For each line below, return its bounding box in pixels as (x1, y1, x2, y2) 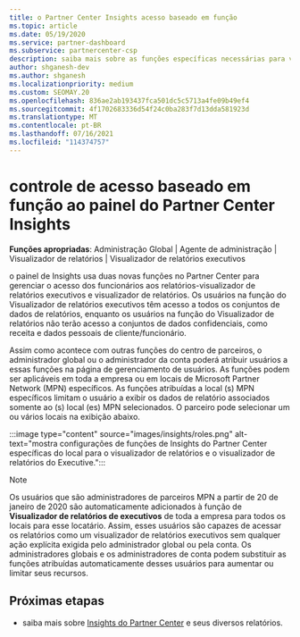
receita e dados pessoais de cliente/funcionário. (9, 327, 187, 338)
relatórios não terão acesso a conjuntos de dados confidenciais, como (9, 318, 268, 329)
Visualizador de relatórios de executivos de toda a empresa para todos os (9, 510, 286, 521)
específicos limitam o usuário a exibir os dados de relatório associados (9, 392, 271, 403)
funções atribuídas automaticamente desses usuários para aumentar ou (9, 557, 274, 568)
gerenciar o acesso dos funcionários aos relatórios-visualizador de (9, 280, 256, 290)
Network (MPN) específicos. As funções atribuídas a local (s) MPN (9, 382, 254, 393)
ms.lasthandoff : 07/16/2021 (9, 130, 114, 138)
